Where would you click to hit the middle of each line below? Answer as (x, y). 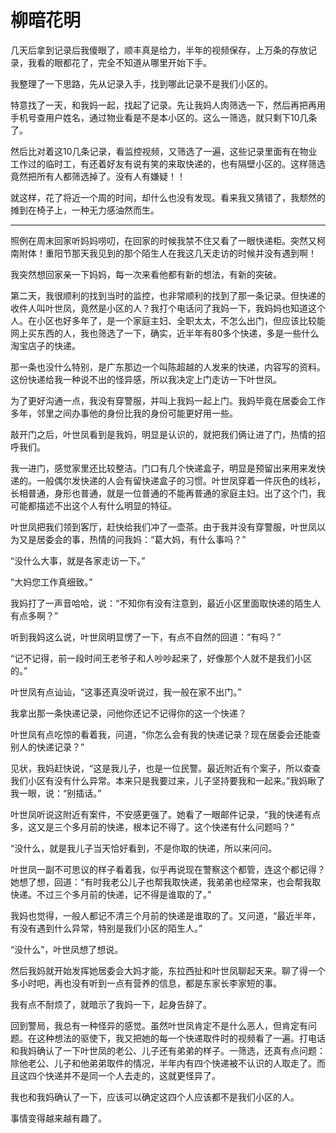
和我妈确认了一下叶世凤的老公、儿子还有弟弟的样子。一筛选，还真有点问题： (168, 1050)
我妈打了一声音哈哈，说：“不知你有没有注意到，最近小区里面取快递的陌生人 (166, 603)
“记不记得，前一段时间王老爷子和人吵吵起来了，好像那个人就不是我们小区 (161, 658)
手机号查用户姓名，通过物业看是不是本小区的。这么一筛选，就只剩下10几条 (164, 117)
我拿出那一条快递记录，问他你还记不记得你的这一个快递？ (128, 713)
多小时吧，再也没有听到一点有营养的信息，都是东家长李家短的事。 (146, 983)
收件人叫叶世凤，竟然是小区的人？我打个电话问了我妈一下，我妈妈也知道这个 (168, 308)
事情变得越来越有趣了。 (58, 1118)
